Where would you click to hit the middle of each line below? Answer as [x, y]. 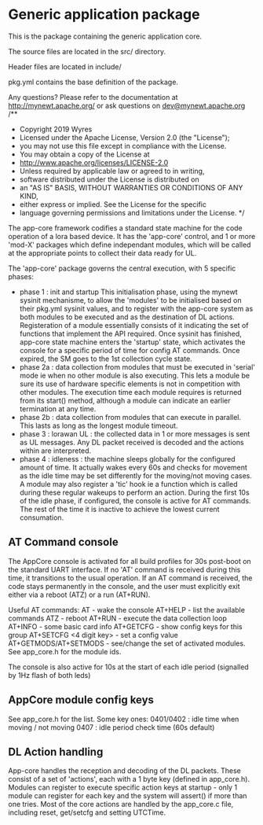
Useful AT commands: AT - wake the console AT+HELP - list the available [127, 610]
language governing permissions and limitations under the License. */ [132, 212]
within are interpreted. [55, 451]
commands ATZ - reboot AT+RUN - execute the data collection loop [118, 618]
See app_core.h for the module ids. [65, 651]
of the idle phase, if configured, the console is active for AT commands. [135, 500]
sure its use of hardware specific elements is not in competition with [130, 384]
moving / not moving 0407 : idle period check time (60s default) [111, 727]
